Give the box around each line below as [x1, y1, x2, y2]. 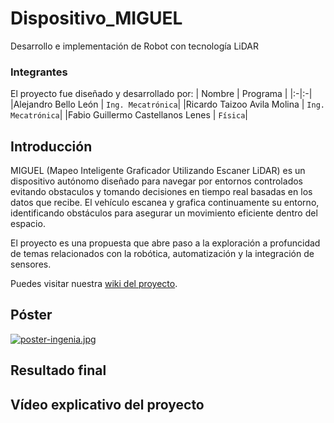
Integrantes [10, 65, 68, 79]
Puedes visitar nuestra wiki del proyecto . [10, 278, 178, 290]
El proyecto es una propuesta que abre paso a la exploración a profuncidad [10, 237, 321, 249]
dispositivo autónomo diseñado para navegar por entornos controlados [10, 175, 303, 187]
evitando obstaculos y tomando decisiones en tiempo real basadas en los [10, 186, 313, 198]
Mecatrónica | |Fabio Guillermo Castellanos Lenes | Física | [10, 109, 248, 121]
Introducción [10, 138, 93, 155]
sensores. [10, 258, 52, 271]
